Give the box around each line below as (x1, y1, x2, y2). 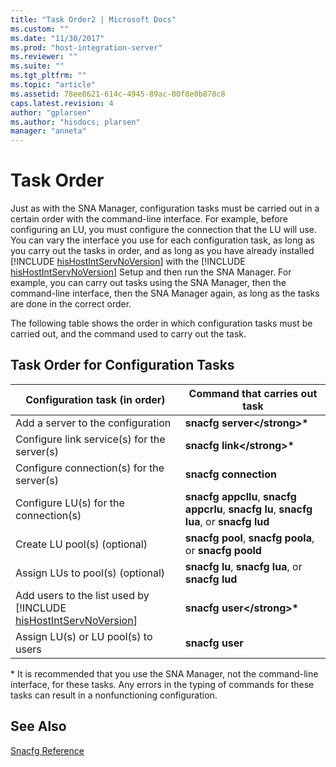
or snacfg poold (184, 543, 262, 557)
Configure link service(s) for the (15, 432, 166, 446)
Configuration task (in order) (25, 392, 166, 406)
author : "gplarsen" (10, 107, 92, 118)
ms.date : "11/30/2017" (10, 33, 105, 43)
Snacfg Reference (10, 744, 85, 756)
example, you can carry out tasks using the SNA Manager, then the (10, 277, 287, 289)
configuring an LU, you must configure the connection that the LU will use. (10, 224, 318, 236)
